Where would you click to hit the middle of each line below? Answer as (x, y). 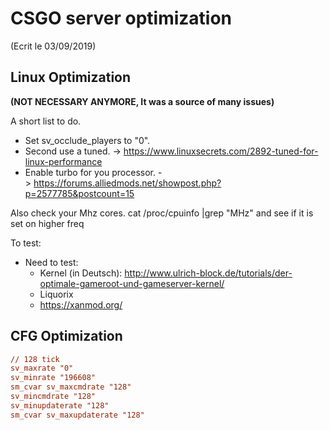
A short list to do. (46, 121)
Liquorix (56, 294)
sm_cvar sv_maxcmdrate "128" (71, 387)
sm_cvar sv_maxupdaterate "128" (77, 415)
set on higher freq (47, 223)
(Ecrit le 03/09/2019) (53, 46)
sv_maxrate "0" (42, 368)
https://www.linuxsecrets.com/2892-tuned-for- (221, 151)
